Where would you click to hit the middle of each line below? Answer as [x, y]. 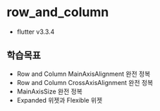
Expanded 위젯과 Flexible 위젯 [60, 100]
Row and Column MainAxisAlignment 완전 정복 [84, 74]
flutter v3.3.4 [36, 32]
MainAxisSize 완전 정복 [49, 91]
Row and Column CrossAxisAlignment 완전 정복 [85, 82]
